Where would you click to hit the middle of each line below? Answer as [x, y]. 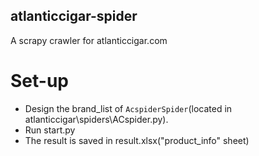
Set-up [39, 81]
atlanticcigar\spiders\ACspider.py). [96, 119]
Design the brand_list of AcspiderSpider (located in [128, 108]
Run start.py [50, 130]
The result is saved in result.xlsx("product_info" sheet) [137, 140]
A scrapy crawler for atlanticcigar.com [89, 40]
